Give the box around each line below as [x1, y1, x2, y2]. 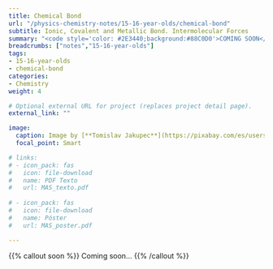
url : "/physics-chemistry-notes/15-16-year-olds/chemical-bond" [8, 19, 231, 28]
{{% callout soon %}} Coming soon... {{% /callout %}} [8, 250, 189, 260]
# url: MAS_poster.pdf [8, 221, 93, 229]
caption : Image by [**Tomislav [15, 131, 122, 140]
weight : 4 [8, 87, 42, 96]
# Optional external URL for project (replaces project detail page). [8, 102, 253, 110]
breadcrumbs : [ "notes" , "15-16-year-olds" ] [8, 42, 154, 50]
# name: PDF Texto [8, 176, 79, 185]
